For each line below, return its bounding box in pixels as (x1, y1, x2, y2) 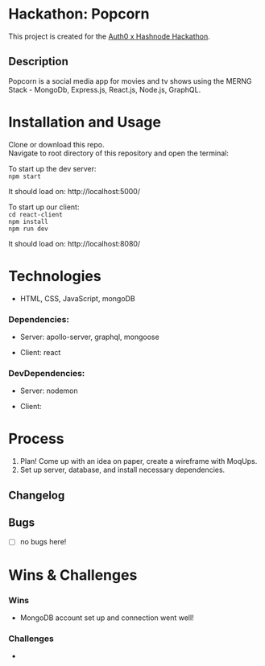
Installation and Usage (8, 113, 161, 131)
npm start (8, 172, 42, 180)
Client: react (19, 347, 61, 357)
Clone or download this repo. (8, 139, 105, 149)
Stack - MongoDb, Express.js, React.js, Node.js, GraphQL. (8, 85, 201, 94)
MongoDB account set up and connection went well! (19, 613, 195, 623)
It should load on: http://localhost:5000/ (8, 186, 141, 196)
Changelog (8, 488, 65, 502)
